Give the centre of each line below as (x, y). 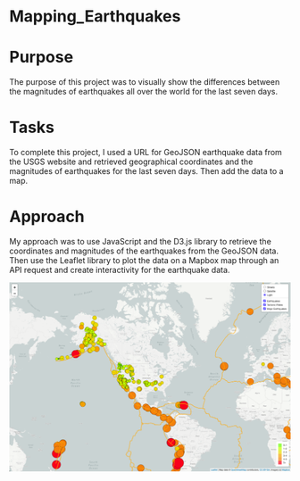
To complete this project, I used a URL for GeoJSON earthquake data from (146, 153)
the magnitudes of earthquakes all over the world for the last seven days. (144, 92)
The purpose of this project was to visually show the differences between (145, 82)
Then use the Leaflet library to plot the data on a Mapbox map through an (144, 260)
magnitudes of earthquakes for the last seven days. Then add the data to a (146, 171)
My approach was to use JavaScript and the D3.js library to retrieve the (141, 241)
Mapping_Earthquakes (95, 17)
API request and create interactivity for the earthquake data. (120, 270)
